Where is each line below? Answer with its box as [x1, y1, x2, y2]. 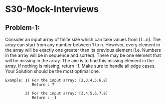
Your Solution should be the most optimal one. [5, 68, 100, 74]
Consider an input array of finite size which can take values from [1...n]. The [5, 36, 161, 42]
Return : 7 [31, 82, 55, 87]
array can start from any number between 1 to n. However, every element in [5, 42, 161, 48]
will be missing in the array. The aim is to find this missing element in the [5, 58, 154, 63]
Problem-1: [5, 23, 40, 32]
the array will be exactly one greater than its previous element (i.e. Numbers [5, 47, 161, 53]
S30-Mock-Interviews [5, 3, 99, 15]
